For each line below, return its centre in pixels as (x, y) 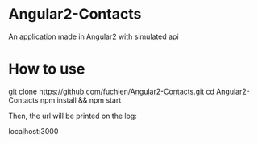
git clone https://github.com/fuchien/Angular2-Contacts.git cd (112, 91)
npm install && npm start (81, 100)
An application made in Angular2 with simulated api (94, 36)
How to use (47, 69)
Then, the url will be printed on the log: (73, 116)
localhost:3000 (33, 131)
